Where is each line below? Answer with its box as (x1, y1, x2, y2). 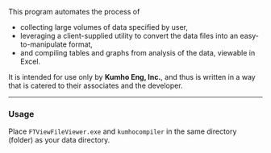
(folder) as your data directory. (8, 135, 110, 145)
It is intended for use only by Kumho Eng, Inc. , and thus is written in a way (8, 72, 256, 81)
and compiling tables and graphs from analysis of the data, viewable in (19, 48, 256, 57)
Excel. (19, 56, 41, 66)
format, (68, 39, 93, 49)
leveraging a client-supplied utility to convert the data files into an (19, 31, 239, 40)
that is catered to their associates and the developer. (8, 81, 183, 90)
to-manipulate (19, 39, 67, 49)
